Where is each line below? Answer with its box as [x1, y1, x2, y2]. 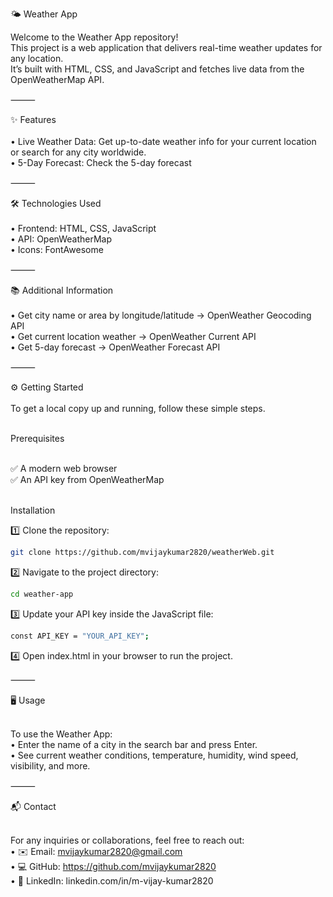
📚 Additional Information [10, 284, 114, 296]
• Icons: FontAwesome [10, 244, 104, 255]
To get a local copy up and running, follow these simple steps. [10, 403, 266, 414]
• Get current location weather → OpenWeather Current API [10, 331, 257, 342]
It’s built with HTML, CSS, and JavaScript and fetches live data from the [10, 63, 305, 75]
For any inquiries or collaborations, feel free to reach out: [10, 834, 245, 846]
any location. [10, 53, 64, 64]
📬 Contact [10, 800, 57, 812]
